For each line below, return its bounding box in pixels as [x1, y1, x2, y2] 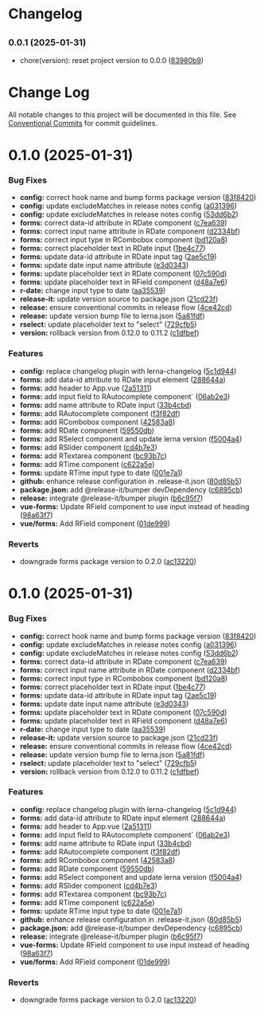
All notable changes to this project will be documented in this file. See [8, 109, 237, 120]
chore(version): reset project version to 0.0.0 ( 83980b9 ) [19, 56, 204, 65]
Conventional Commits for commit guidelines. [8, 118, 157, 127]
